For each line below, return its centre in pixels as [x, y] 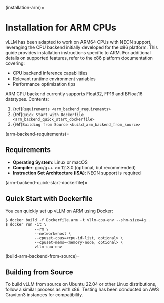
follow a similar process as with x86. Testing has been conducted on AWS [82, 290]
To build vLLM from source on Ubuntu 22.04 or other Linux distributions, [81, 284]
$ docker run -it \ [26, 224]
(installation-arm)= [25, 7]
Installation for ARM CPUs [61, 28]
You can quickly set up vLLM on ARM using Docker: [59, 211]
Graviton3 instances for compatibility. [44, 295]
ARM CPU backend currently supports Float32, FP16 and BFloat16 [74, 94]
